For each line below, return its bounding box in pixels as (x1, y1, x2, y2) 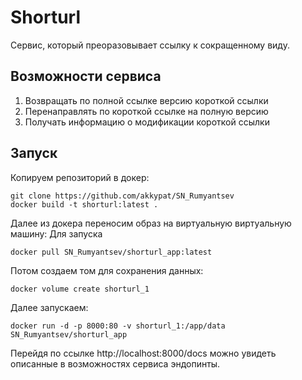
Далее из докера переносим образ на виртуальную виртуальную (10, 217, 292, 229)
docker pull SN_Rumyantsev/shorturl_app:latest (10, 247, 213, 257)
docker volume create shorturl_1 (10, 284, 150, 294)
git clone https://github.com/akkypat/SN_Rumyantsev (10, 191, 235, 201)
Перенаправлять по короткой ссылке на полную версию (24, 105, 269, 117)
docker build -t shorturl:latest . (10, 199, 159, 210)
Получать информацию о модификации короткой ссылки (24, 116, 270, 128)
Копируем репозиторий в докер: (10, 171, 150, 183)
